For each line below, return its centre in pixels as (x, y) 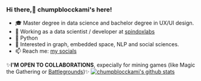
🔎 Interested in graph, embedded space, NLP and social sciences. (97, 44)
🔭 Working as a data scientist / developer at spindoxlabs (85, 32)
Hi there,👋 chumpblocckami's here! (59, 10)
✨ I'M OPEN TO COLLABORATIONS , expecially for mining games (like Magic (101, 65)
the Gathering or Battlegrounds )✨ (48, 72)
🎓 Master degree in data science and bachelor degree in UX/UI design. (104, 23)
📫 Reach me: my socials (46, 51)
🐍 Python (26, 38)
